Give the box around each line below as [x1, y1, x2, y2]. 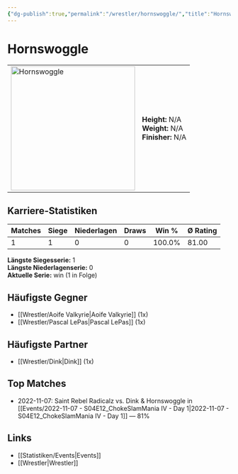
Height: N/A [142, 114, 182, 124]
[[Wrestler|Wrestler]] [17, 458, 79, 467]
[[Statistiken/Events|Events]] [17, 451, 101, 459]
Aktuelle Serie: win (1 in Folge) [7, 271, 98, 280]
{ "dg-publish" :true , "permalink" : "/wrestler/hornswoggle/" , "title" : [7, 10, 211, 18]
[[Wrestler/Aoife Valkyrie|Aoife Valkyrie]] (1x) [17, 310, 149, 319]
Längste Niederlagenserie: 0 [7, 264, 93, 272]
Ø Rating [187, 226, 217, 236]
